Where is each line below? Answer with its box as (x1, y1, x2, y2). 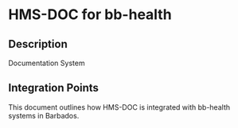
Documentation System (8, 58, 85, 68)
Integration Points (8, 81, 99, 95)
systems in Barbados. (8, 111, 80, 120)
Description (8, 37, 68, 51)
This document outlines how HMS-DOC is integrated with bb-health (8, 102, 231, 112)
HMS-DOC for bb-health (8, 6, 173, 24)
